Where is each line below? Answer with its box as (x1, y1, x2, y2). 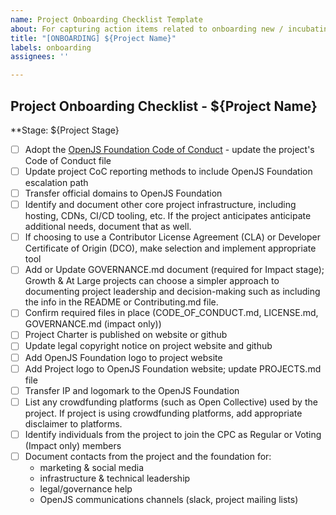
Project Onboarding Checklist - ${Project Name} (10, 97, 318, 115)
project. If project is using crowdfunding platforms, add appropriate (24, 407, 303, 419)
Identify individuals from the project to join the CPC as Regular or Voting (24, 428, 322, 440)
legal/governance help (39, 482, 133, 495)
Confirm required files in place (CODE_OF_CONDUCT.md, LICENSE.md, (24, 307, 319, 319)
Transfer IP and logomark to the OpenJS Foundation (24, 384, 240, 396)
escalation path (24, 177, 89, 189)
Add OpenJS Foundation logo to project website (24, 351, 223, 363)
